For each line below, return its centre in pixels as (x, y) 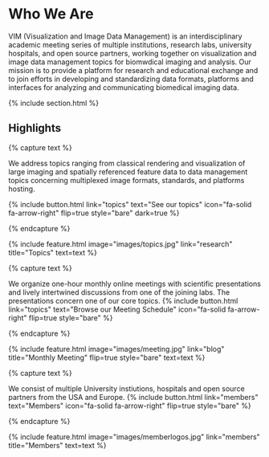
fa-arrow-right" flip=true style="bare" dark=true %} (94, 213)
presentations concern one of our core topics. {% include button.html (123, 300)
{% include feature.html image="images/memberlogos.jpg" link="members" (134, 437)
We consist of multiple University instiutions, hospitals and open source (126, 388)
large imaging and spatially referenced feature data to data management (128, 171)
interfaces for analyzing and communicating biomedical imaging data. (124, 87)
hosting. (22, 189)
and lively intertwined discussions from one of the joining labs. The (119, 292)
